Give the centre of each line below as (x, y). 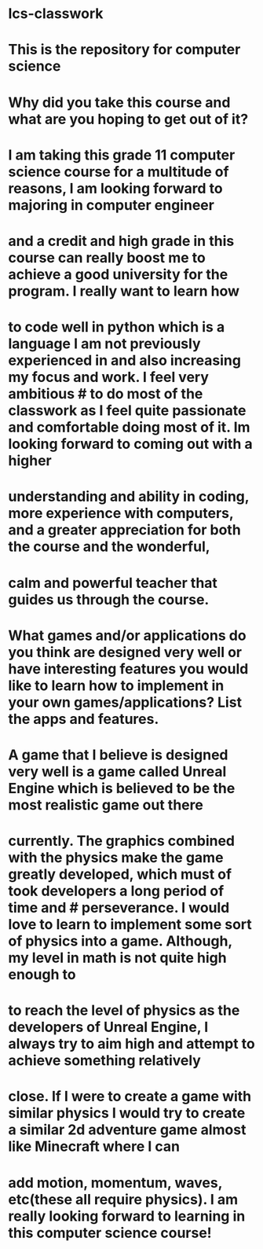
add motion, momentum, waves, (115, 1183)
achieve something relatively (105, 1061)
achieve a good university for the (118, 274)
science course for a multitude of (119, 172)
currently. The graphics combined (122, 841)
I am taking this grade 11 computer (122, 155)
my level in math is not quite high (117, 958)
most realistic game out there (106, 805)
